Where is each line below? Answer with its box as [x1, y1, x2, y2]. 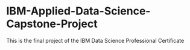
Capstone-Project [6, 17, 98, 31]
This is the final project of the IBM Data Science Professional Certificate [6, 37, 185, 44]
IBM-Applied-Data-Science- [6, 4, 151, 18]
